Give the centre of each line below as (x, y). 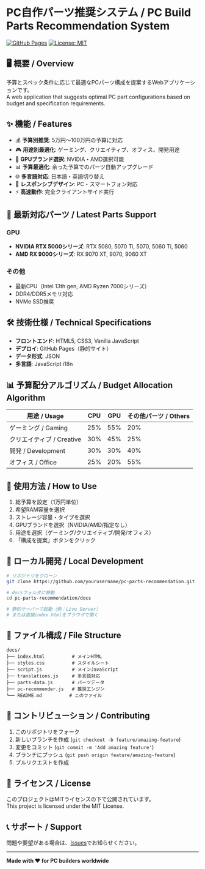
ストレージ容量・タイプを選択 (52, 517)
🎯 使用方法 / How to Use (52, 486)
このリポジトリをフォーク (47, 731)
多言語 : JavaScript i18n (44, 364)
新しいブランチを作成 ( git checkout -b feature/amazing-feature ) (98, 739)
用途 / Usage (45, 416)
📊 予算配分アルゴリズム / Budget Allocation (90, 385)
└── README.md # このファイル (54, 695)
